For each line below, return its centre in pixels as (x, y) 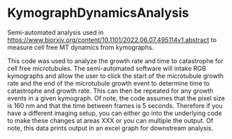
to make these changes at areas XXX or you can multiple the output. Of (110, 120)
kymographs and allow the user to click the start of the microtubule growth (115, 76)
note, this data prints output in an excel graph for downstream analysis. (110, 128)
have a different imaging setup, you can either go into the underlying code (115, 113)
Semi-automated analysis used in (56, 32)
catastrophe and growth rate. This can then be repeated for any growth (110, 91)
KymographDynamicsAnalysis (98, 13)
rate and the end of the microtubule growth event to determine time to (109, 83)
